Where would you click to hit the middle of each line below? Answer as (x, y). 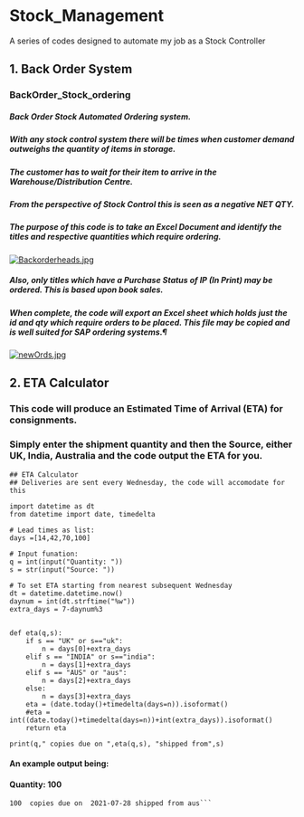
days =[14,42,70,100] (50, 538)
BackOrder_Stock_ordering (70, 95)
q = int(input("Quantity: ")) (66, 562)
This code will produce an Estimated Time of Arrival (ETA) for (146, 409)
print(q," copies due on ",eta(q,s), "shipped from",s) (117, 744)
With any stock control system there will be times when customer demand (152, 139)
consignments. (43, 420)
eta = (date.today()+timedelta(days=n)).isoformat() (127, 704)
